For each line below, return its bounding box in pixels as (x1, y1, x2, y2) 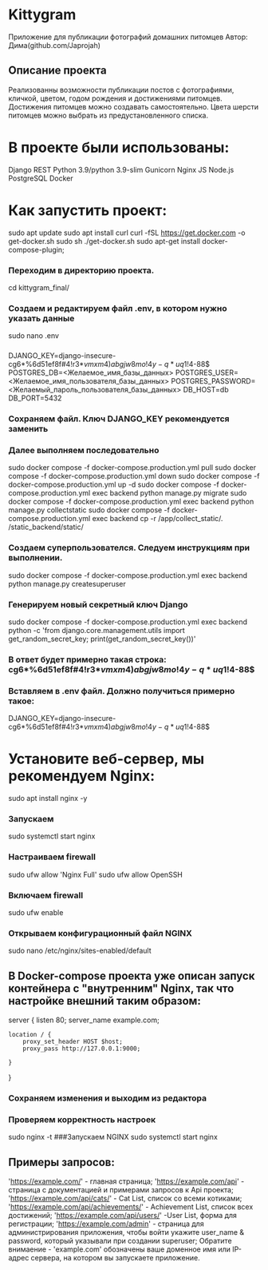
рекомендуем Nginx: (8, 767, 156, 785)
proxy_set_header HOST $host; (22, 1037, 124, 1046)
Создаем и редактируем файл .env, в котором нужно (8, 302, 227, 313)
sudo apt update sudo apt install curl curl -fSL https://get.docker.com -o (8, 228, 246, 237)
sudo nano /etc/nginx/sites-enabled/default (8, 946, 152, 956)
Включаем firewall (8, 890, 84, 901)
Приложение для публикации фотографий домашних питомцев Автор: (8, 32, 249, 42)
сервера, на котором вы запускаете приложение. (30, 1253, 201, 1263)
